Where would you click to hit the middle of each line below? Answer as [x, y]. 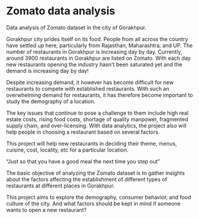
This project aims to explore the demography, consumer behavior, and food [99, 197]
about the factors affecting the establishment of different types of [87, 179]
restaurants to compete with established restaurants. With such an [88, 88]
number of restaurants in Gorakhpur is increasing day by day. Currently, [94, 51]
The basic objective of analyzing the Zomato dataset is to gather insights [96, 173]
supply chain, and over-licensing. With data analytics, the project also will [96, 125]
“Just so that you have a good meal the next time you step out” [83, 161]
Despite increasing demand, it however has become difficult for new [90, 82]
